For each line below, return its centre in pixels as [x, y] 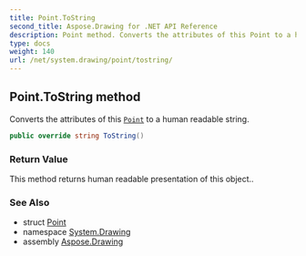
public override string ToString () [77, 136]
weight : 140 [32, 52]
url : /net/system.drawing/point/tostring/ [91, 60]
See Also [30, 202]
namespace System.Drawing [76, 232]
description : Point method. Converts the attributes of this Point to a [150, 35]
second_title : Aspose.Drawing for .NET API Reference [114, 26]
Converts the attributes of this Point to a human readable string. [129, 118]
